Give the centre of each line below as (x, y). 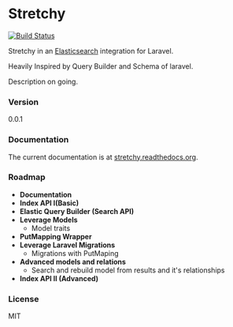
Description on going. (43, 81)
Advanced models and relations (72, 261)
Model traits (51, 228)
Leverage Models (48, 220)
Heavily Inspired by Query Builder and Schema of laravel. (101, 66)
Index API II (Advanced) (59, 278)
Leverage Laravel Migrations (67, 245)
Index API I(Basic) (49, 203)
